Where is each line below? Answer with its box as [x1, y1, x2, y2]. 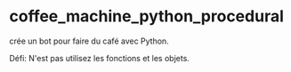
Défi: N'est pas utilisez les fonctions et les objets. [9, 52, 190, 63]
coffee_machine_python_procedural [9, 6, 285, 27]
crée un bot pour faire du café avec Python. [9, 36, 169, 46]
